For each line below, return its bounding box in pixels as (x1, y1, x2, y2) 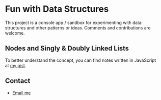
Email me (12, 90, 31, 96)
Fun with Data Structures (5, 3, 109, 15)
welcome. (5, 30, 25, 36)
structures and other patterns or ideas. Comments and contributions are (5, 25, 151, 30)
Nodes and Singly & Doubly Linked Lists (5, 44, 129, 52)
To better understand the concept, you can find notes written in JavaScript (5, 57, 156, 63)
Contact (5, 77, 30, 85)
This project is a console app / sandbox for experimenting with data (5, 20, 142, 25)
